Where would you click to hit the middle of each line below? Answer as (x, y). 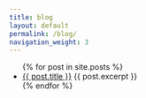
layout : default (39, 26)
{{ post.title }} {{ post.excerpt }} (80, 77)
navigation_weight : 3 (49, 42)
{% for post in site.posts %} (73, 67)
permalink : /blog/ (43, 34)
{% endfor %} (47, 86)
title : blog (31, 17)
